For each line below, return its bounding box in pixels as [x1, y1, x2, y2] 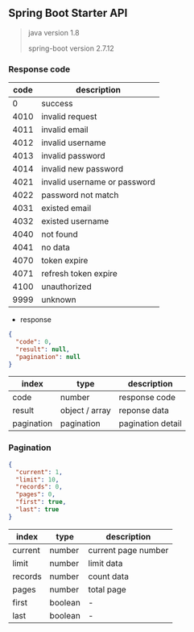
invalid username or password [41, 176, 155, 188]
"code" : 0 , [15, 337, 52, 345]
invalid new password [41, 163, 123, 175]
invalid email [41, 124, 89, 135]
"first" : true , [15, 498, 67, 506]
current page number [88, 544, 169, 556]
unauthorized [41, 281, 92, 292]
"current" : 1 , [15, 468, 63, 476]
